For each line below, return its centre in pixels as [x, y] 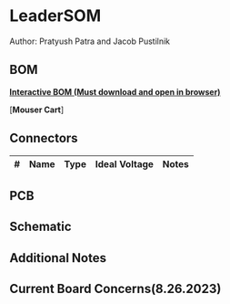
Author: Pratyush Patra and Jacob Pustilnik [90, 41]
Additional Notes [58, 258]
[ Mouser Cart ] [37, 110]
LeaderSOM [55, 16]
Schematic [40, 227]
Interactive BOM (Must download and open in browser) [115, 91]
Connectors [44, 138]
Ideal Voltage [125, 163]
